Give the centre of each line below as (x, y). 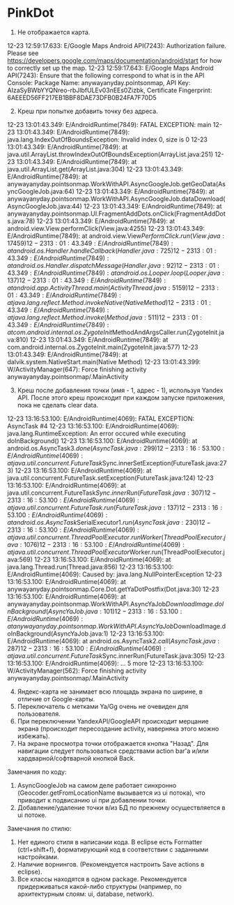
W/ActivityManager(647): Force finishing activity (77, 369)
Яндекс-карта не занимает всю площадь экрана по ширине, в (110, 691)
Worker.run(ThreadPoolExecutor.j (177, 552)
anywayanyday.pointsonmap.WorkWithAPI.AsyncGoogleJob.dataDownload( (116, 199)
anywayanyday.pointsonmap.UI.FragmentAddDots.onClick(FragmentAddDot (117, 214)
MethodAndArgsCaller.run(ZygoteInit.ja (168, 332)
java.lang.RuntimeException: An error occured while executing (96, 433)
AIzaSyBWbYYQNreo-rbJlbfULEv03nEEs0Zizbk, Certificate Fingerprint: (110, 90)
